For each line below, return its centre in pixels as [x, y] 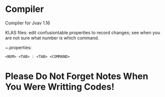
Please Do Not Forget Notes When [77, 76]
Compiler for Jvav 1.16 [28, 23]
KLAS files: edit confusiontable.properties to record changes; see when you [83, 32]
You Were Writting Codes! [60, 87]
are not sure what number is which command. [52, 38]
